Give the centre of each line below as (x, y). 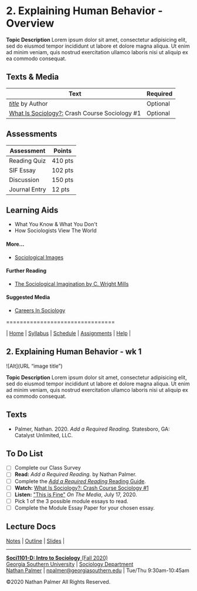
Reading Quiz (28, 160)
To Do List (25, 454)
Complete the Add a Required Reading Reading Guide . (80, 481)
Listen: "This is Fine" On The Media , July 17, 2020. (76, 494)
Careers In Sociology (40, 310)
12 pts (61, 189)
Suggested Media (28, 297)
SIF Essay (23, 170)
